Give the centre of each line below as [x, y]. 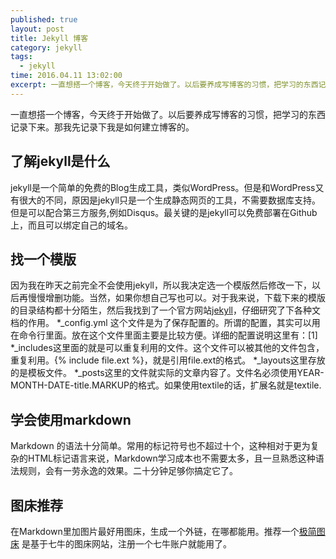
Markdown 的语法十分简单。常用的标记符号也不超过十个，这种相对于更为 [160, 446]
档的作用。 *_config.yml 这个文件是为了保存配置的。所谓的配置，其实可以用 [165, 323]
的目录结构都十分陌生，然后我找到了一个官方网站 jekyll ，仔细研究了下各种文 [165, 310]
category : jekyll [46, 47]
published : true [44, 19]
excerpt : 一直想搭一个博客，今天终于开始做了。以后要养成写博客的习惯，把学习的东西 [164, 85]
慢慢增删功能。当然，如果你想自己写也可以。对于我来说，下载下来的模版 [176, 298]
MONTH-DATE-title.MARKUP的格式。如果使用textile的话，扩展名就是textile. [166, 385]
